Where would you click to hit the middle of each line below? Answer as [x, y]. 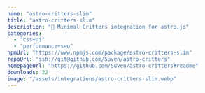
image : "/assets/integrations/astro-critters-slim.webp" [92, 79]
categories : [24, 33]
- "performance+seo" [43, 46]
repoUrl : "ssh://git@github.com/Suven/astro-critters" [89, 59]
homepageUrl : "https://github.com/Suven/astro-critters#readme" [103, 66]
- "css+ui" [29, 40]
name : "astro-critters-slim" [50, 14]
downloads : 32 [28, 72]
